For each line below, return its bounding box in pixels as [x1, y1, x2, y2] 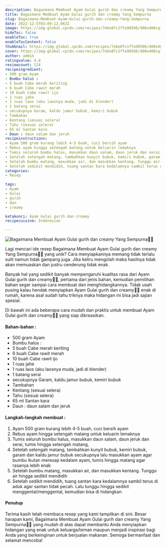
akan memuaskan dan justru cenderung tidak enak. [5, 262, 110, 268]
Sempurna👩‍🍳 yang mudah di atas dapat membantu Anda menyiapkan [5, 521, 147, 527]
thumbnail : [5, 44, 28, 49]
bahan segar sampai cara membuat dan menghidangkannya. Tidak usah [5, 282, 152, 288]
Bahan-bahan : [5, 324, 37, 330]
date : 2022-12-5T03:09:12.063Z [5, 21, 70, 26]
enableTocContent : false [5, 40, 56, 45]
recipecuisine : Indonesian [5, 218, 61, 223]
